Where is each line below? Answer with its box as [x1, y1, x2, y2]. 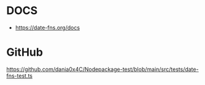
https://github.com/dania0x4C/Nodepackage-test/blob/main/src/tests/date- [6, 65, 199, 73]
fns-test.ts [6, 72, 33, 79]
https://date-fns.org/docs [15, 24, 80, 31]
